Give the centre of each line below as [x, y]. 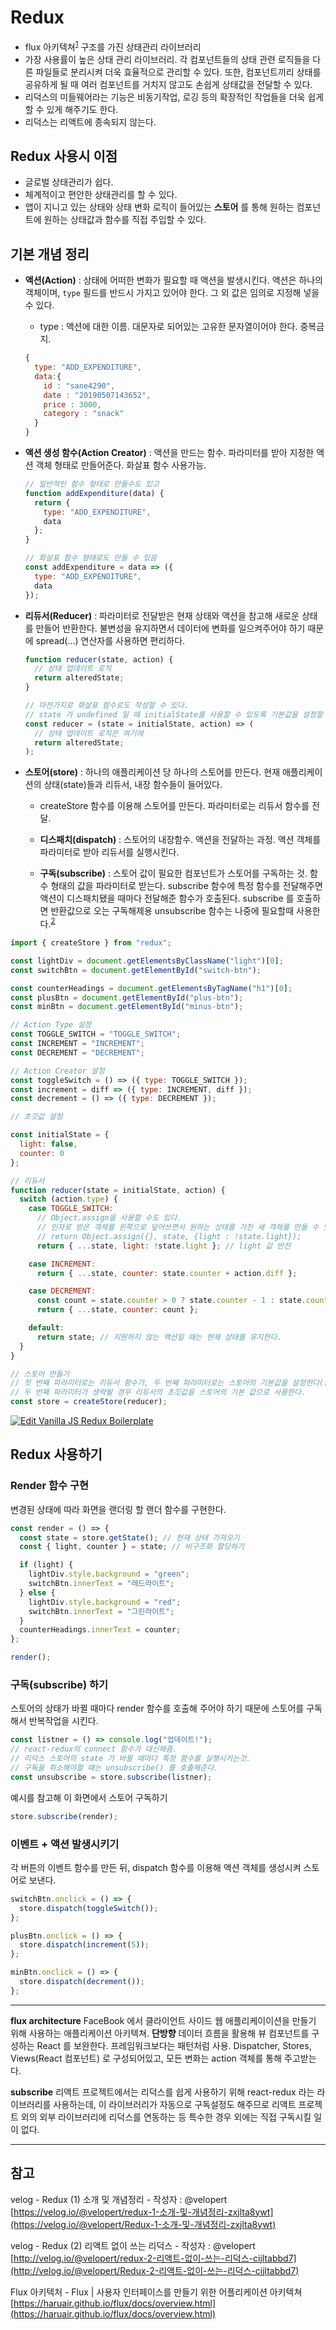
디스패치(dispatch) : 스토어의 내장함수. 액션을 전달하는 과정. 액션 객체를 [180, 840]
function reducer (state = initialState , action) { [118, 1190]
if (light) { [46, 1565]
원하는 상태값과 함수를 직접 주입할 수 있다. [125, 220]
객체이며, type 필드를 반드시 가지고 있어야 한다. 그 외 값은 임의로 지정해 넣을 [172, 293]
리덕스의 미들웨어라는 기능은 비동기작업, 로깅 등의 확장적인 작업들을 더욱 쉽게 [174, 97]
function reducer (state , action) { [99, 659]
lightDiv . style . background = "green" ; [109, 1574]
